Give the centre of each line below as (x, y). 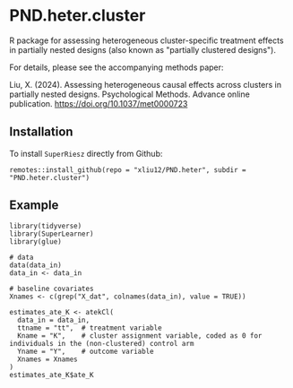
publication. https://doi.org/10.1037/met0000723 (99, 103)
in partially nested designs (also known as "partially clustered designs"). (142, 49)
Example (34, 206)
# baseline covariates (52, 289)
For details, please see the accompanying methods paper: (116, 67)
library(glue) (36, 241)
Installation (41, 132)
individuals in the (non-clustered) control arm (102, 343)
